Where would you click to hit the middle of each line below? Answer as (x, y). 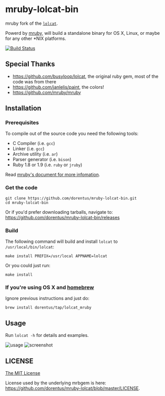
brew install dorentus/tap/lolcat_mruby (49, 308)
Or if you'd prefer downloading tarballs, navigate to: (59, 212)
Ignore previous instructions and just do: (47, 299)
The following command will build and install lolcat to (61, 241)
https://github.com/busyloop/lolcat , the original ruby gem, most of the (85, 76)
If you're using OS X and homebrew (50, 287)
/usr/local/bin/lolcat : (30, 247)
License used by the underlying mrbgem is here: (56, 383)
